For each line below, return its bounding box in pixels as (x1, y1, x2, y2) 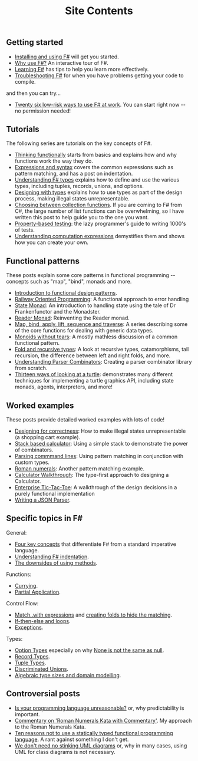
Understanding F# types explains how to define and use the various (14, 176, 180, 183)
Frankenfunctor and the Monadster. (14, 308, 101, 315)
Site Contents (64, 4, 134, 18)
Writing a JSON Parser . (14, 496, 71, 503)
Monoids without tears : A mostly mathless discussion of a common (14, 333, 178, 340)
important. (14, 710, 40, 717)
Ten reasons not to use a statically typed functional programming (14, 729, 173, 736)
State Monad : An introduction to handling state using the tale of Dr (14, 302, 176, 309)
